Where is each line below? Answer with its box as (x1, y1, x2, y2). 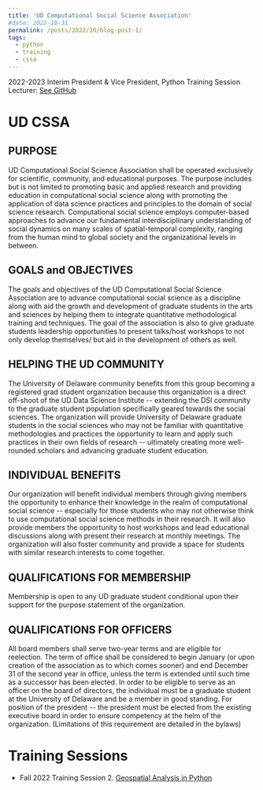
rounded (8, 445, 36, 455)
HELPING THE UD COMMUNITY (8, 358, 165, 371)
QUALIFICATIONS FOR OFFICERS (8, 623, 172, 636)
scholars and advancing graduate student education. (37, 445, 209, 455)
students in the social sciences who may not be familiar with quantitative (8, 420, 244, 430)
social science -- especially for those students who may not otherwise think (8, 506, 254, 516)
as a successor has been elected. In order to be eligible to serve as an (8, 677, 236, 687)
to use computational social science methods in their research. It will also (8, 514, 246, 524)
